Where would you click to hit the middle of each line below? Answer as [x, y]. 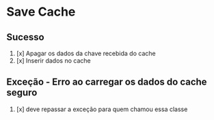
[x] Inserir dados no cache [53, 61]
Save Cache [41, 12]
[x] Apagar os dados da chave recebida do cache [86, 53]
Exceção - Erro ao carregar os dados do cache [107, 82]
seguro [22, 93]
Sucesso [26, 37]
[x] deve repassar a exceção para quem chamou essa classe [102, 109]
